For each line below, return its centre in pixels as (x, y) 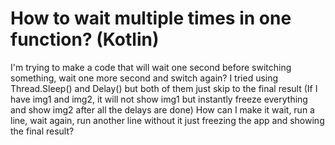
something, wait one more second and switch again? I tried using (144, 78)
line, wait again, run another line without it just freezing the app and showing (167, 120)
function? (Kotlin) (85, 39)
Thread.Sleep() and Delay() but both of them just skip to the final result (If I (164, 88)
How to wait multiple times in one (151, 18)
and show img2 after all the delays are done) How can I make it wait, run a (162, 109)
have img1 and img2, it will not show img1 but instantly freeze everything (159, 99)
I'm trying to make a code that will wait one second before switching (151, 67)
